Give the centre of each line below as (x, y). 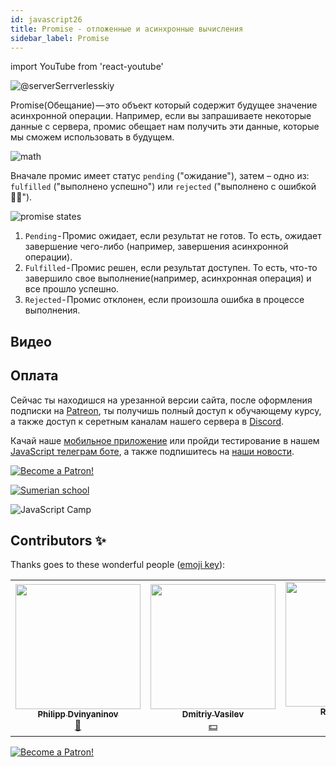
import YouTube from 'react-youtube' (87, 67)
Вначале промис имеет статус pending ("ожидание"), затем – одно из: (160, 176)
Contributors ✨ (58, 540)
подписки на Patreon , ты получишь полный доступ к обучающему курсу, (166, 410)
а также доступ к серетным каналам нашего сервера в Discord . (147, 421)
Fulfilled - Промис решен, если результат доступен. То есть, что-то (171, 268)
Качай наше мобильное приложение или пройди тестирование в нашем (165, 440)
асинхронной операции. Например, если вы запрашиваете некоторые (161, 116)
